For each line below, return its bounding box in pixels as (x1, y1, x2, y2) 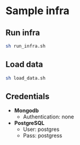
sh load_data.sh (5, 75, 46, 81)
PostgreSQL (14, 120, 45, 127)
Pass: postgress (23, 132, 63, 139)
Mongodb (14, 107, 39, 114)
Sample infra (5, 4, 70, 18)
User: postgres (23, 126, 60, 133)
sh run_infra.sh (5, 43, 46, 49)
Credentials (5, 91, 50, 101)
